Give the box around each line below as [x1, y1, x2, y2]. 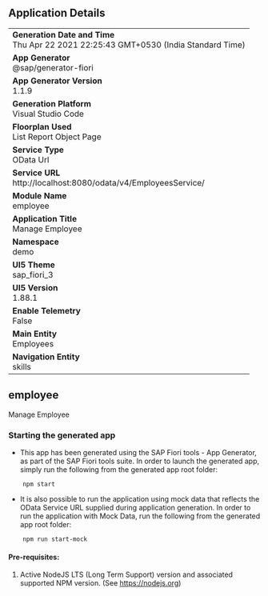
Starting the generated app [8, 430, 116, 441]
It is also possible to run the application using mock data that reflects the [19, 494, 260, 503]
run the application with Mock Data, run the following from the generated [19, 511, 261, 521]
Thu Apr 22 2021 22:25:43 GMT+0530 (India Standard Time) [12, 39, 246, 50]
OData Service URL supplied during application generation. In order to [19, 502, 251, 512]
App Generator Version [12, 75, 102, 86]
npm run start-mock [22, 535, 88, 543]
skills [12, 361, 32, 372]
